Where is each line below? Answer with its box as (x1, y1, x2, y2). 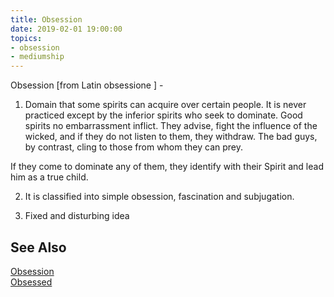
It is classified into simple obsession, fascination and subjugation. (24, 191, 295, 203)
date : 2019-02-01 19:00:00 (10, 24, 123, 34)
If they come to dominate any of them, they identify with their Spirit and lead (10, 161, 324, 173)
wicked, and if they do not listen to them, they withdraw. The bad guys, (24, 131, 318, 143)
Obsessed (10, 276, 53, 288)
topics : (10, 33, 43, 43)
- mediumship (10, 52, 65, 62)
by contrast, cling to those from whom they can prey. (24, 141, 243, 153)
